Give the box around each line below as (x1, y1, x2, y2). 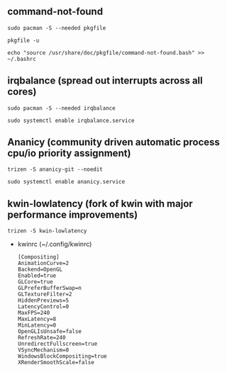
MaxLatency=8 (17, 315, 57, 323)
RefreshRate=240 (17, 334, 66, 342)
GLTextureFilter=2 (17, 291, 72, 298)
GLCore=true (17, 278, 53, 286)
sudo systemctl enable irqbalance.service (7, 117, 135, 124)
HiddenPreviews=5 (17, 297, 70, 304)
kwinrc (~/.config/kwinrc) (17, 240, 92, 249)
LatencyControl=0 (17, 303, 70, 310)
